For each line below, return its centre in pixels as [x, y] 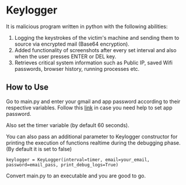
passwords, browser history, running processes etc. [77, 68]
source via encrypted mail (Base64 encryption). [72, 44]
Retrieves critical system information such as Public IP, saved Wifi [94, 63]
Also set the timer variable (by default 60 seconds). [68, 125]
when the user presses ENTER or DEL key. [65, 56]
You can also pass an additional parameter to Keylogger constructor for [92, 136]
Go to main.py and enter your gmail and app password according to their [93, 101]
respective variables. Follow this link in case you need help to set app [90, 107]
